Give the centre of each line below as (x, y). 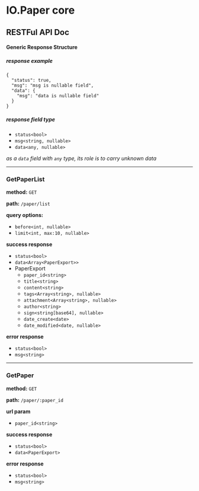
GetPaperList (25, 180)
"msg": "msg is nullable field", (53, 86)
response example (30, 60)
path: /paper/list (28, 204)
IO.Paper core (41, 10)
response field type (31, 119)
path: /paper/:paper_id (35, 400)
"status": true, (31, 81)
